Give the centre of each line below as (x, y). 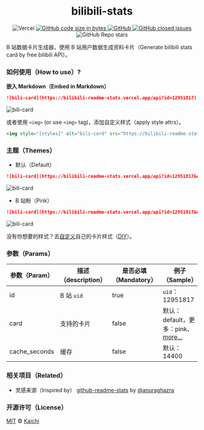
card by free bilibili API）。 (39, 55)
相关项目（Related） (36, 376)
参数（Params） (30, 253)
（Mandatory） (134, 280)
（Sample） (180, 280)
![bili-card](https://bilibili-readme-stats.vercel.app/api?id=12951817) (102, 98)
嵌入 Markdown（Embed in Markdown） (58, 86)
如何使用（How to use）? (43, 72)
